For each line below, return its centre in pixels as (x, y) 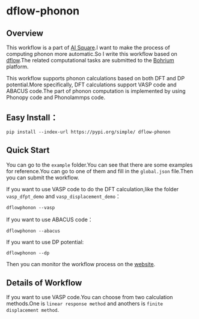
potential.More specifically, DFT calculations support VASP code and (91, 85)
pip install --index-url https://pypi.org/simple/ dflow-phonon (88, 132)
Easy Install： (32, 118)
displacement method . (33, 310)
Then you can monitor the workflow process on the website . (81, 264)
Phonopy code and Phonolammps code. (56, 97)
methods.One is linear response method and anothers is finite (85, 303)
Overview (25, 33)
